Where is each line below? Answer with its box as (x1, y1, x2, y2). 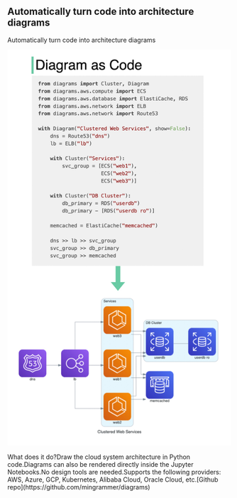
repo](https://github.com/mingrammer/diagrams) (7, 483, 150, 492)
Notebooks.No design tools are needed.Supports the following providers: (7, 468, 221, 477)
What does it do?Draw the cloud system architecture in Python (7, 453, 190, 461)
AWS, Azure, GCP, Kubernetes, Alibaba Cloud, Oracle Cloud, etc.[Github (7, 475, 219, 484)
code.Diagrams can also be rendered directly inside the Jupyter (7, 460, 194, 469)
